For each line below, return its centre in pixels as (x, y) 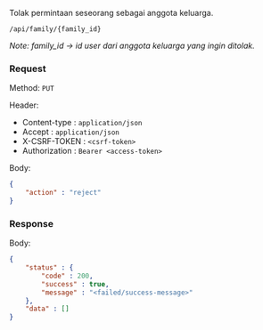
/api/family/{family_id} (55, 29)
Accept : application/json (71, 132)
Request (28, 68)
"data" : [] (47, 309)
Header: (24, 105)
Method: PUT (32, 88)
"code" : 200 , (67, 276)
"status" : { (49, 268)
